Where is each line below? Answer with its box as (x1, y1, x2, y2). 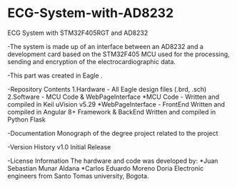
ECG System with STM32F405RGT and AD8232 (7, 28, 148, 37)
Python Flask (7, 115, 46, 124)
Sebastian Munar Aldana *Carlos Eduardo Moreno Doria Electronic (7, 164, 204, 172)
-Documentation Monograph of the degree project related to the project (7, 129, 218, 137)
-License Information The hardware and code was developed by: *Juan (7, 156, 218, 165)
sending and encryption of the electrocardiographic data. (7, 57, 176, 65)
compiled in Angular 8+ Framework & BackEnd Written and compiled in (7, 107, 216, 116)
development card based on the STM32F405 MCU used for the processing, (7, 50, 230, 58)
